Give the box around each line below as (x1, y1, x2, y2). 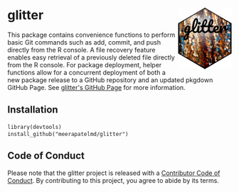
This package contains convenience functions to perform (7, 30, 176, 39)
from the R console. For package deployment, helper (7, 60, 162, 69)
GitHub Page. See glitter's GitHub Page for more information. (7, 83, 186, 91)
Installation (7, 103, 58, 116)
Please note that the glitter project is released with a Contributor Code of (7, 169, 221, 177)
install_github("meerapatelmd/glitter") (7, 130, 129, 137)
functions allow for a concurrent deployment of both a (7, 68, 166, 77)
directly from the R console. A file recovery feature (7, 45, 156, 54)
